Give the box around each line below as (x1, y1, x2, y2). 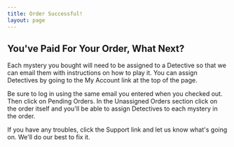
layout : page (7, 17, 46, 24)
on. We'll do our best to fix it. (7, 133, 90, 141)
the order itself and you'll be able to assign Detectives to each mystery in (7, 104, 219, 113)
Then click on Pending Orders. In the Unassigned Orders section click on (7, 97, 218, 106)
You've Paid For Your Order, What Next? (7, 43, 185, 55)
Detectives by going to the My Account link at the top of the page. (7, 76, 198, 85)
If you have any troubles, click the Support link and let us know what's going (7, 125, 228, 134)
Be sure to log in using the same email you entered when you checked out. (7, 90, 223, 98)
